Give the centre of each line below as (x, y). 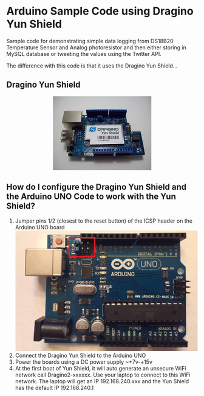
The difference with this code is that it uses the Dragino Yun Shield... (92, 66)
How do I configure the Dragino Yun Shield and (97, 187)
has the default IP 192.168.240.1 (54, 387)
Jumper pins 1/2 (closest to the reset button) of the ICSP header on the (104, 221)
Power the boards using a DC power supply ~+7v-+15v (84, 362)
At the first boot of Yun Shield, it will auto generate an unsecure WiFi (100, 368)
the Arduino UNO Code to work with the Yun (91, 197)
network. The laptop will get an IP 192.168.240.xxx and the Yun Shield (102, 381)
